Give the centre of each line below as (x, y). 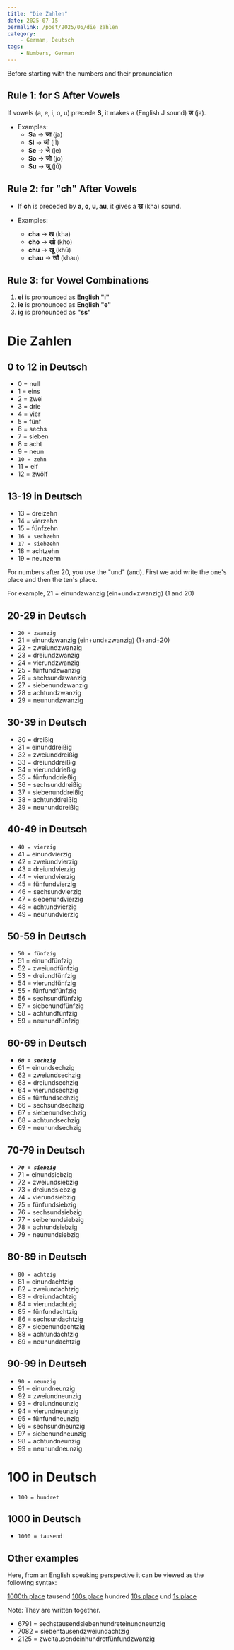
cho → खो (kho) (50, 242)
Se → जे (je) (45, 150)
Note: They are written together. (54, 1610)
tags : (15, 47)
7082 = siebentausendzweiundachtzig (73, 1632)
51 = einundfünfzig (45, 961)
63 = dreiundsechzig (48, 1083)
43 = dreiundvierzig (46, 869)
